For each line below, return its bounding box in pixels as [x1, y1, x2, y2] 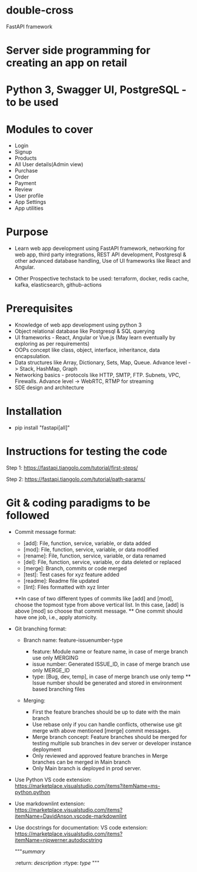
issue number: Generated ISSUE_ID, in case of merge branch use [32, 660, 190, 668]
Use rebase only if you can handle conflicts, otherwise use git [32, 721, 182, 728]
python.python [14, 788, 51, 795]
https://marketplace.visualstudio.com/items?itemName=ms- [14, 782, 161, 790]
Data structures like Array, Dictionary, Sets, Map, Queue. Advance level [14, 359, 187, 366]
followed [6, 509, 50, 522]
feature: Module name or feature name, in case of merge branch [32, 648, 188, 655]
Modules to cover [6, 123, 94, 136]
